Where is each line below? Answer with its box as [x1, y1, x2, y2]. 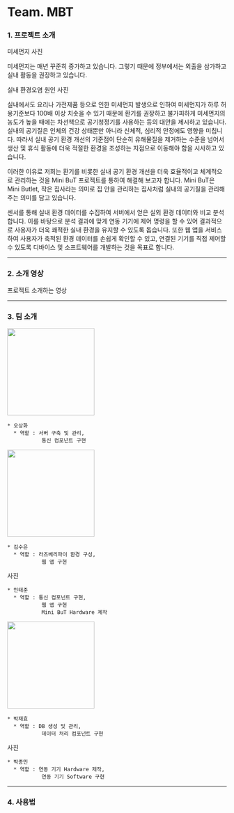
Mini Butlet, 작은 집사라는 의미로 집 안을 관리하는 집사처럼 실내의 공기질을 [7, 185, 207, 194]
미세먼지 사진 [7, 47, 43, 56]
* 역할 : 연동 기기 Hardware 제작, [13, 766, 105, 773]
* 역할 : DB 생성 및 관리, [13, 723, 81, 730]
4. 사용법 [7, 798, 36, 807]
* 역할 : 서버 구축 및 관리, [13, 429, 85, 437]
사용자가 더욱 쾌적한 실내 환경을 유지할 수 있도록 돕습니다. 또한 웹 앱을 [14, 226, 204, 234]
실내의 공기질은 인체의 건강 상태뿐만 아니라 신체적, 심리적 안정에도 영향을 [7, 127, 204, 135]
